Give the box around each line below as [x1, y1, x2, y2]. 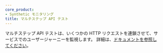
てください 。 [5, 43, 31, 49]
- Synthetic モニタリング [5, 12, 54, 17]
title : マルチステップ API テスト [5, 16, 69, 21]
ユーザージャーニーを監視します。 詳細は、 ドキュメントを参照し [26, 36, 157, 42]
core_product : [5, 7, 35, 12]
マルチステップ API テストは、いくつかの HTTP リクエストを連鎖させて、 [5, 30, 154, 36]
